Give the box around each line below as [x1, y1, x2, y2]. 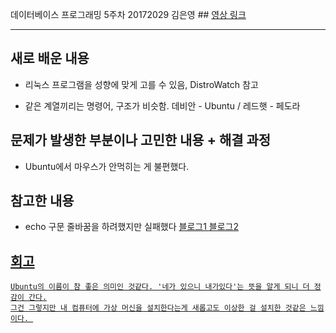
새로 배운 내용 [10, 50, 90, 67]
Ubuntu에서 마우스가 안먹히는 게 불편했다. [24, 160, 190, 172]
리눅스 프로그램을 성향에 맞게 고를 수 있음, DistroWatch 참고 [24, 78, 259, 90]
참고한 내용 [10, 193, 75, 210]
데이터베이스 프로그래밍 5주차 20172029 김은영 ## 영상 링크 [10, 9, 247, 20]
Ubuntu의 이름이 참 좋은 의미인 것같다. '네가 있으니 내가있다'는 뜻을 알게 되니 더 [10, 282, 310, 292]
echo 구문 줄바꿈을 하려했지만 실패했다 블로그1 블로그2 [24, 221, 239, 233]
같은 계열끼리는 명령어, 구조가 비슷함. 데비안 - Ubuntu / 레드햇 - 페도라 [24, 99, 301, 112]
